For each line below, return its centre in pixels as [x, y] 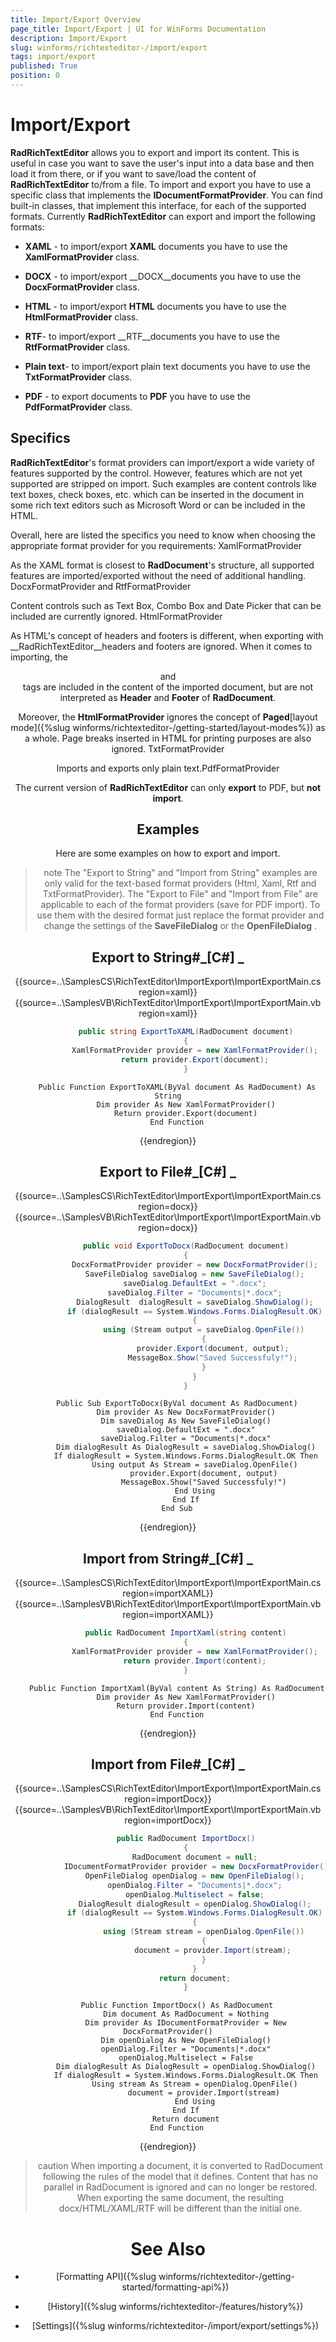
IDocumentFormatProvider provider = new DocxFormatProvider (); [198, 1867]
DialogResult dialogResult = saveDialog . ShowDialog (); [195, 1302]
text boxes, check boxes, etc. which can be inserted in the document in [157, 494]
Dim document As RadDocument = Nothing [186, 2014]
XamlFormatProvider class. [82, 257]
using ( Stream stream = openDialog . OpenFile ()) [204, 1932]
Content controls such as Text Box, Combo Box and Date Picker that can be [166, 605]
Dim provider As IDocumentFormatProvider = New [185, 2023]
